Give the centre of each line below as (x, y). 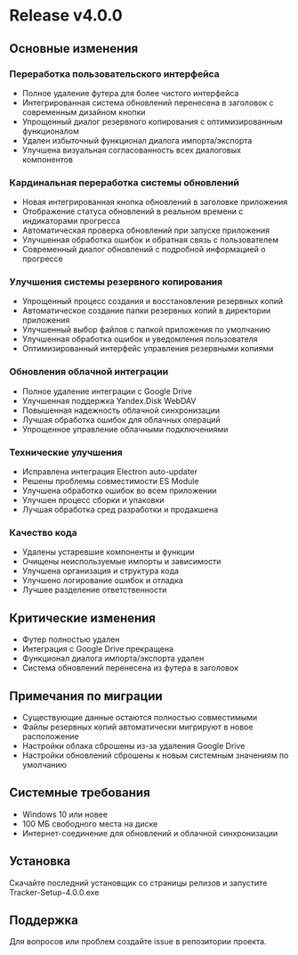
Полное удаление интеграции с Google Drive (107, 391)
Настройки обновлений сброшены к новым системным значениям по (155, 755)
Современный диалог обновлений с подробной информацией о (144, 250)
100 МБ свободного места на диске (90, 823)
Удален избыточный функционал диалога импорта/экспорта (137, 140)
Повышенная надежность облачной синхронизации (121, 410)
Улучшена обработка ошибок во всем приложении (119, 490)
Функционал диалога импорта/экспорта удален (113, 659)
